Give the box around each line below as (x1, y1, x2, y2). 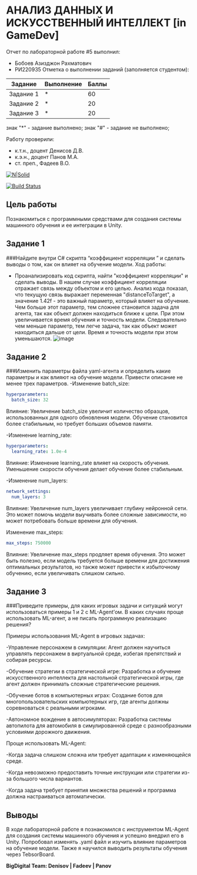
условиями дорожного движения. (6, 729, 91, 736)
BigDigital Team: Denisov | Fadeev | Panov (6, 863, 112, 870)
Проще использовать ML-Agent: (6, 740, 86, 747)
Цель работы (6, 200, 57, 210)
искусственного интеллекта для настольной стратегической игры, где (6, 674, 184, 681)
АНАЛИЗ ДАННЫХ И (6, 4, 113, 17)
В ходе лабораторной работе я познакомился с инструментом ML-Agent (6, 826, 189, 833)
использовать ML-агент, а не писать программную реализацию (6, 615, 167, 622)
